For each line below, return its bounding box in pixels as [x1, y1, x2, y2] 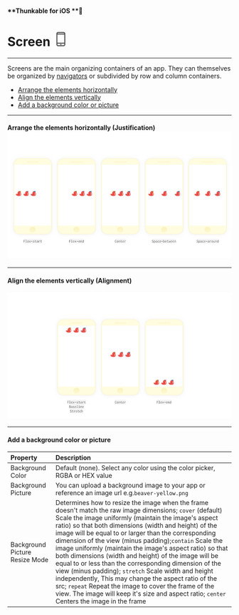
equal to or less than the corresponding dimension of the [55, 559, 222, 568]
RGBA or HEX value [55, 471, 112, 479]
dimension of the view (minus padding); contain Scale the [55, 537, 223, 545]
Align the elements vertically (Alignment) [7, 276, 132, 285]
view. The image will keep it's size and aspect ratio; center [55, 589, 226, 598]
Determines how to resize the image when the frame [55, 499, 208, 507]
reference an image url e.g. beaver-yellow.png [55, 489, 188, 497]
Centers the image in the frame [55, 597, 147, 606]
